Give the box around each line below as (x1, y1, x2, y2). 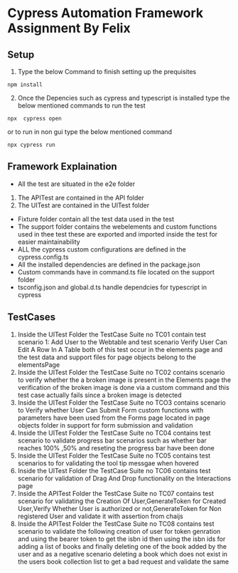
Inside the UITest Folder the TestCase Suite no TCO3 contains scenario (17, 398, 226, 407)
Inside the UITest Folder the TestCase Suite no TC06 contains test (17, 466, 211, 475)
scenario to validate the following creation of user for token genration (17, 527, 221, 535)
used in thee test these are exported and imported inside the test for (17, 229, 218, 238)
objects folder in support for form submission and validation (17, 420, 193, 429)
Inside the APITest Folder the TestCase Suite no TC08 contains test (17, 519, 215, 528)
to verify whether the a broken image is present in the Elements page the (17, 376, 232, 384)
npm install (7, 81, 43, 88)
